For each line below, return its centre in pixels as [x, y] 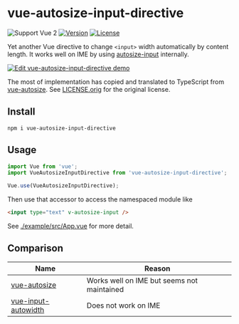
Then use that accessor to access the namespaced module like [100, 199]
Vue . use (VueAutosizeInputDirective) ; [63, 186]
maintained [105, 289]
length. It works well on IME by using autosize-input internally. [99, 54]
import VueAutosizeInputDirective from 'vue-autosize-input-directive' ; [117, 173]
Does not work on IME [123, 305]
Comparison [36, 248]
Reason [158, 268]
